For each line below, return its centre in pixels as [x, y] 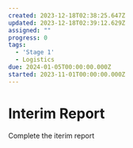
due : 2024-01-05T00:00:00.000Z [60, 67]
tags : [17, 45]
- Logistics [35, 60]
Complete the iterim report [51, 135]
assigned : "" [30, 30]
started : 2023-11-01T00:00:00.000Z [67, 74]
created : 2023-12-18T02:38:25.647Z [67, 15]
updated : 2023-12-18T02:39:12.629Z [67, 23]
